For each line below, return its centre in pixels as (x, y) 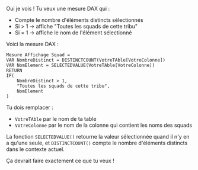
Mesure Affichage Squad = (38, 55)
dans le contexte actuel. (36, 149)
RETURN (14, 70)
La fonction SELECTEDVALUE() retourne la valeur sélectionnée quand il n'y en (98, 137)
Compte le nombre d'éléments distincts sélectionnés (79, 20)
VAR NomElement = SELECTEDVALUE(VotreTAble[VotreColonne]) (81, 65)
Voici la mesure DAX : (33, 44)
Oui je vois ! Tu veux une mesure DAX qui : (58, 9)
